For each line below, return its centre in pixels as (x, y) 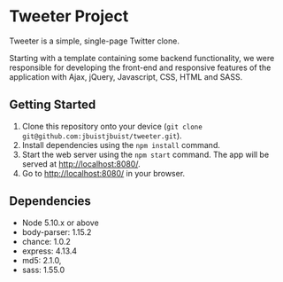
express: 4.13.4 (50, 251)
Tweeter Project (69, 16)
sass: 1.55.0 (43, 270)
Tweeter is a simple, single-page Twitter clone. (94, 41)
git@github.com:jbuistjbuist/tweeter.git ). (102, 136)
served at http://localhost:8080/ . (81, 164)
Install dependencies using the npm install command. (121, 145)
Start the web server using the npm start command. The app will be (145, 154)
